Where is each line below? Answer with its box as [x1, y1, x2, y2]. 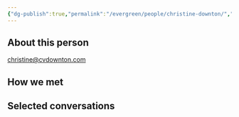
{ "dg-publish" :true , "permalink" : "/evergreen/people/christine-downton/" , [7, 10, 231, 18]
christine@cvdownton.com [7, 55, 86, 64]
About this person [7, 37, 89, 49]
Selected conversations [7, 100, 115, 112]
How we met [7, 76, 64, 88]
